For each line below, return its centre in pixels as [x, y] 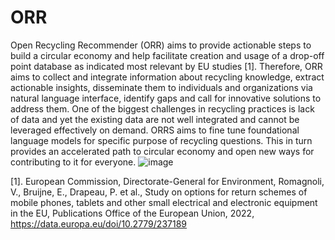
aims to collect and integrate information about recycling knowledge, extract [167, 77]
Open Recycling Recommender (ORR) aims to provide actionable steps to [161, 45]
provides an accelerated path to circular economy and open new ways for [162, 151]
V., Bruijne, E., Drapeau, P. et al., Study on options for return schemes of [159, 192]
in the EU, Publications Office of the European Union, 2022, [132, 213]
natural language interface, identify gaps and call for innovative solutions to [166, 98]
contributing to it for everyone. [73, 162]
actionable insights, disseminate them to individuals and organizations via [161, 87]
